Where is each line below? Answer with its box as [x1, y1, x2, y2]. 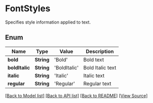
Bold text [83, 56, 104, 63]
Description [86, 48, 114, 54]
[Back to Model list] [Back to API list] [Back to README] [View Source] [5, 93, 148, 99]
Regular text [83, 80, 112, 87]
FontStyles [5, 3, 51, 14]
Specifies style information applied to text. [5, 19, 91, 25]
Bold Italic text [83, 64, 117, 71]
